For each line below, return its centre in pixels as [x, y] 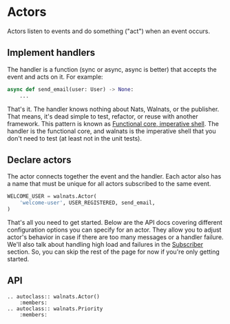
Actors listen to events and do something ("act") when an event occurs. [108, 31]
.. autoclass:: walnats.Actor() [53, 296]
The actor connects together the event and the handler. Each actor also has [114, 176]
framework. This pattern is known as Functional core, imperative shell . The [113, 123]
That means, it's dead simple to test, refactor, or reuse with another [103, 116]
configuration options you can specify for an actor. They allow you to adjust [114, 230]
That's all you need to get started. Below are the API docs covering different [115, 222]
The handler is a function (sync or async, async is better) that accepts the [112, 69]
